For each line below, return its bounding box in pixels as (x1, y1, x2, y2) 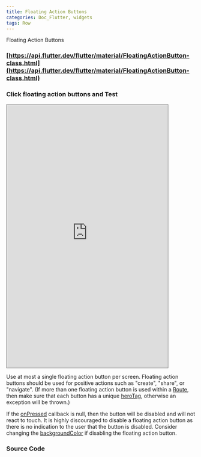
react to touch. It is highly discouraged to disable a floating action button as (6, 416, 193, 424)
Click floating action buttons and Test (6, 90, 118, 99)
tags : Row (6, 20, 31, 26)
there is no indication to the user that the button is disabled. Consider (6, 423, 178, 430)
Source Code (6, 444, 45, 453)
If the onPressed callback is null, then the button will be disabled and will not (6, 410, 196, 417)
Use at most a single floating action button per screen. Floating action (6, 373, 179, 380)
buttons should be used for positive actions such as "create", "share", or (6, 379, 185, 387)
